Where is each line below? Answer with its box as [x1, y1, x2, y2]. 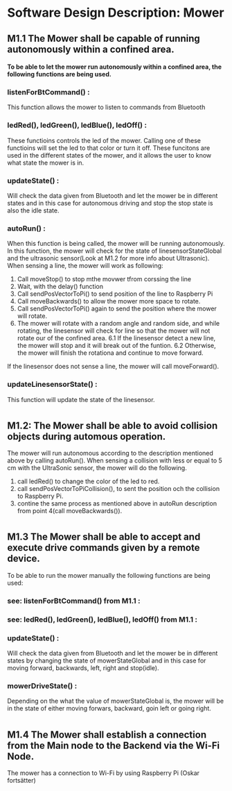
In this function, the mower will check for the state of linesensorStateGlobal [7, 247, 222, 255]
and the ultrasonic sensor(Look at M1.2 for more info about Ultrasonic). [7, 254, 210, 263]
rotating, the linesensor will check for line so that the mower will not [17, 326, 211, 335]
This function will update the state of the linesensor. [7, 395, 155, 403]
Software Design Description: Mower [7, 5, 224, 21]
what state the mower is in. [7, 158, 84, 167]
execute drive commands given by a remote [7, 542, 200, 553]
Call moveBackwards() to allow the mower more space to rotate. [17, 297, 201, 306]
